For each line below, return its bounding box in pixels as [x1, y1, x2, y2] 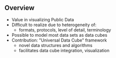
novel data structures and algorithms [18, 42, 93, 48]
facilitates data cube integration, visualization [18, 47, 110, 53]
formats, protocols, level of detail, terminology [18, 27, 111, 33]
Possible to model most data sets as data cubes [11, 32, 108, 38]
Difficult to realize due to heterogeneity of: [11, 22, 97, 28]
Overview [4, 4, 35, 12]
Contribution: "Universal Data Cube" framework [11, 37, 107, 43]
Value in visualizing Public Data [11, 16, 74, 22]
